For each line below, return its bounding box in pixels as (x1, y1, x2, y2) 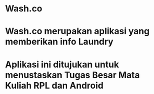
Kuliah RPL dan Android (5, 80, 104, 91)
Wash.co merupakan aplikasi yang (5, 26, 150, 37)
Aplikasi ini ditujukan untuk (5, 59, 119, 70)
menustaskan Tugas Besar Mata (5, 69, 140, 81)
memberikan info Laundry (5, 36, 114, 47)
